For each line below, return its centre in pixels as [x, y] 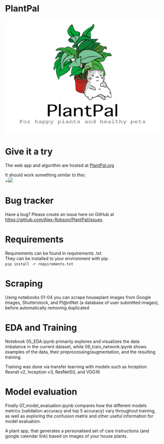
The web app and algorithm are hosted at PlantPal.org [60, 165]
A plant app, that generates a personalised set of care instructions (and [77, 431]
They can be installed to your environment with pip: [57, 258]
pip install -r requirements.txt [39, 264]
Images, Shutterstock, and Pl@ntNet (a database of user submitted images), [82, 302]
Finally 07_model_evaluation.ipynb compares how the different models [76, 406]
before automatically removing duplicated [47, 308]
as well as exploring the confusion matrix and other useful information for [79, 416]
